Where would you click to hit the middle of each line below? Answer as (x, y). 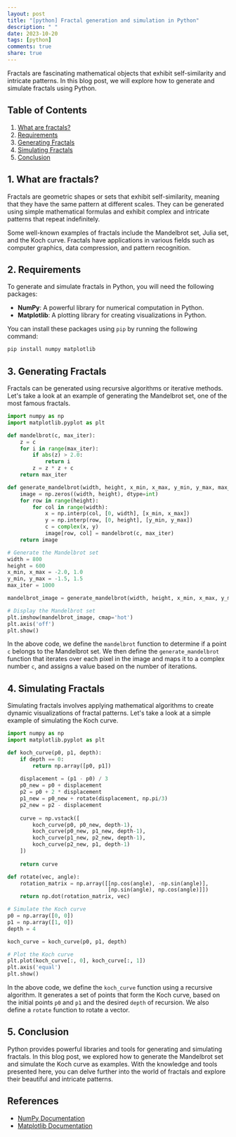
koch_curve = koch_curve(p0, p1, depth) (67, 942)
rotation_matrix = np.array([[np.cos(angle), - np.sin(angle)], (114, 883)
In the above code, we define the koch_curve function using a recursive (110, 988)
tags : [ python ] (29, 40)
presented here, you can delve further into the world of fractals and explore (117, 1071)
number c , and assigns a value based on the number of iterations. (102, 666)
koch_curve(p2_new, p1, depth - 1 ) (81, 844)
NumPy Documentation (51, 1118)
